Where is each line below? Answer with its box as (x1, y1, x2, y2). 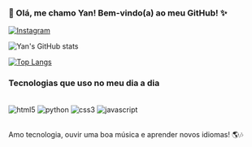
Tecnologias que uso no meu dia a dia (8, 77, 160, 89)
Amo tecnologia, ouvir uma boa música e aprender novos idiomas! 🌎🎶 (8, 129, 244, 139)
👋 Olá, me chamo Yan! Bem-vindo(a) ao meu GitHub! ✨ (8, 7, 228, 19)
